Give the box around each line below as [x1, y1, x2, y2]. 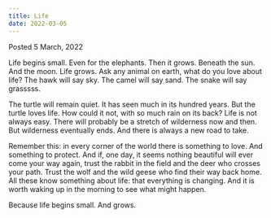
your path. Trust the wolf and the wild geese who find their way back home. [8, 167, 262, 177]
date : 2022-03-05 [8, 20, 68, 28]
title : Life [8, 11, 49, 20]
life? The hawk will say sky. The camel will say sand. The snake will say [8, 75, 247, 85]
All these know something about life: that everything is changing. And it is [8, 176, 255, 185]
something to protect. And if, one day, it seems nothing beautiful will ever [8, 150, 254, 159]
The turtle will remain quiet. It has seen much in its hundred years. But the [8, 99, 256, 109]
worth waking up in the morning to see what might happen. [8, 184, 207, 194]
